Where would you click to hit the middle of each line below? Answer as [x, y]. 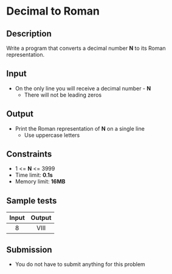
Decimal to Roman [53, 11]
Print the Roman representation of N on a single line [80, 128]
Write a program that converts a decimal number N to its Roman [86, 48]
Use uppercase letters [52, 135]
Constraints [29, 154]
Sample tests [32, 201]
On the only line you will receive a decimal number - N [83, 88]
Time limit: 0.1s [34, 175]
